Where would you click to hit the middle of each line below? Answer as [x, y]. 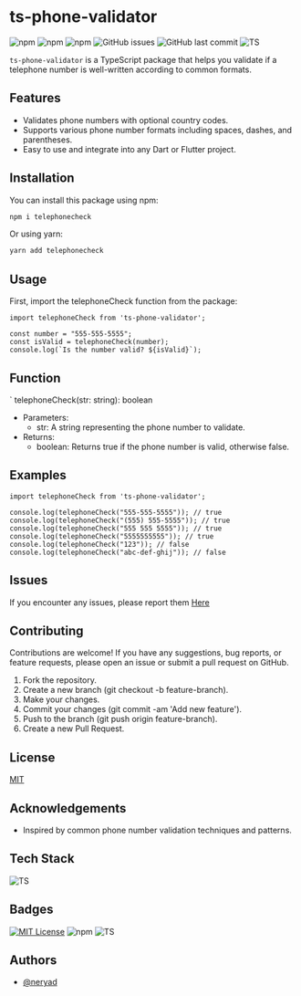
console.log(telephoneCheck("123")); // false [99, 544]
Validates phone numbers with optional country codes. [125, 120]
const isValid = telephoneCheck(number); [89, 342]
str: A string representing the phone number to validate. [141, 427]
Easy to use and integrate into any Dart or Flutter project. [130, 149]
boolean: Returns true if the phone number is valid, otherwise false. [163, 446]
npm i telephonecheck [51, 216]
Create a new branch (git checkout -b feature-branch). [125, 690]
